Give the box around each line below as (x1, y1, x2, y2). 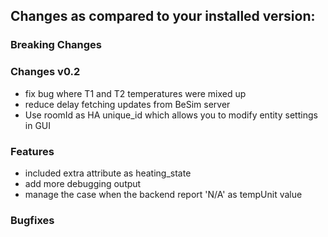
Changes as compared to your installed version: (10, 8, 316, 25)
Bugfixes (10, 213, 55, 227)
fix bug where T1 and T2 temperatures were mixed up (24, 87, 247, 99)
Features (10, 144, 55, 158)
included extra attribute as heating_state (24, 167, 192, 179)
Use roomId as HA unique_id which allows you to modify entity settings (24, 109, 318, 121)
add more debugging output (24, 177, 142, 189)
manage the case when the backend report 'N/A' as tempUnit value (24, 188, 303, 200)
